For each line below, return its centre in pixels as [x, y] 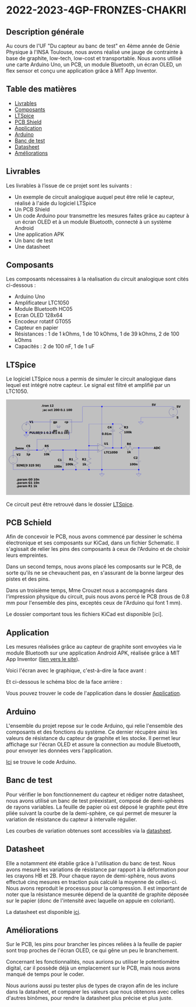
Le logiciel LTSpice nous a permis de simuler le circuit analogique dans [91, 379]
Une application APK [39, 234]
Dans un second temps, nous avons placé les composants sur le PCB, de [94, 567]
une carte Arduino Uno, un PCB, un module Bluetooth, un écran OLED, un [94, 64]
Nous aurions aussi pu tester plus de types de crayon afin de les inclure [92, 986]
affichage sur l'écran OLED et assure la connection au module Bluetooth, [93, 745]
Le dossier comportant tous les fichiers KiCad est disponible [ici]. [85, 614]
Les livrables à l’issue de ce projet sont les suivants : [69, 186]
